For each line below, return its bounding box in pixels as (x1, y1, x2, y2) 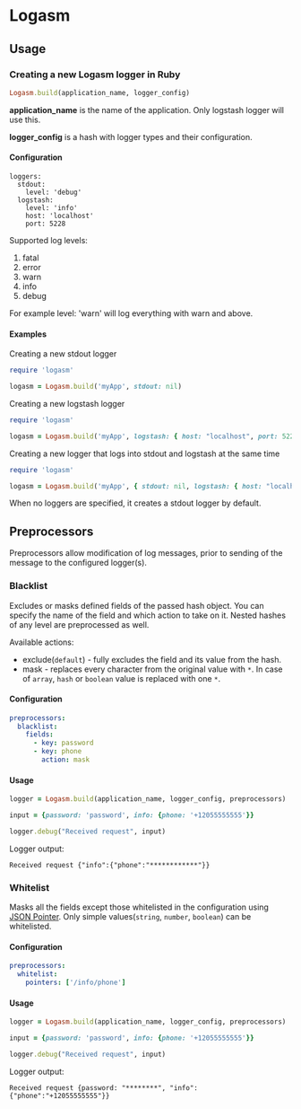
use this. (9, 114, 41, 125)
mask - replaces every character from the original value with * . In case (21, 664, 283, 674)
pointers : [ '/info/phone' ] (25, 978, 126, 988)
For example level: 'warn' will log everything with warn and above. (9, 307, 254, 319)
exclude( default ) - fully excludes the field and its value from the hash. (21, 654, 282, 665)
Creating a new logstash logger (9, 398, 125, 409)
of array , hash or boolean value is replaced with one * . (21, 673, 221, 683)
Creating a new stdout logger (9, 348, 117, 359)
